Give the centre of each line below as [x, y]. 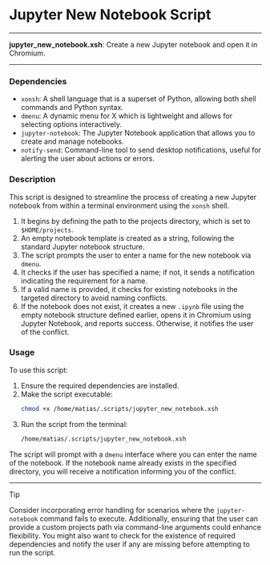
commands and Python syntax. [72, 108]
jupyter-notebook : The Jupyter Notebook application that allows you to [138, 133]
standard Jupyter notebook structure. [83, 246]
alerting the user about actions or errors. [88, 159]
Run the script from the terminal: [74, 424]
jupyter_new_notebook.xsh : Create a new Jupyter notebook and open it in [133, 44]
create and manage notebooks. [72, 141]
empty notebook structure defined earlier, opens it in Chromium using [136, 315]
